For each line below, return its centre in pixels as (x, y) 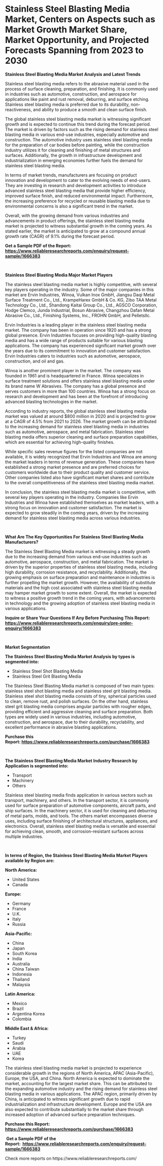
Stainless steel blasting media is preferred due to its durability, (67, 104)
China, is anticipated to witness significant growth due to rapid (68, 1099)
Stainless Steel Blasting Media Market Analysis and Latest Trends (73, 74)
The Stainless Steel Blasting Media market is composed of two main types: (80, 686)
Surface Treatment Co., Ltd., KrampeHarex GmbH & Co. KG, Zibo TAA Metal (81, 300)
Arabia (19, 1048)
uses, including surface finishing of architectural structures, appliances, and (81, 821)
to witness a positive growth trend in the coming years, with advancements (80, 598)
